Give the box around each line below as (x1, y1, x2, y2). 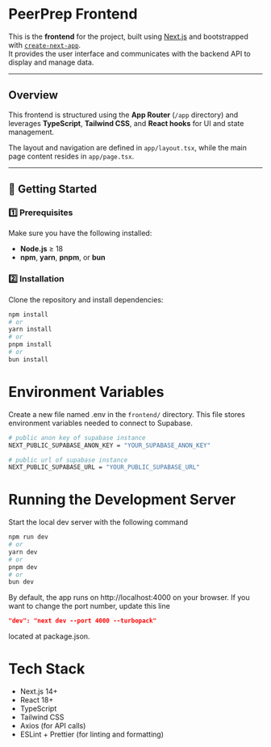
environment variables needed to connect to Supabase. (8, 418, 194, 428)
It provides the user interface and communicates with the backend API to (8, 49, 252, 58)
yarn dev (8, 547, 38, 556)
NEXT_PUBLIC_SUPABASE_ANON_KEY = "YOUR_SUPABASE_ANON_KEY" (8, 441, 211, 449)
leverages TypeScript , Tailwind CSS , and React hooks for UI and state (8, 118, 244, 128)
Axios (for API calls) (19, 721, 86, 731)
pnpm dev (8, 563, 38, 571)
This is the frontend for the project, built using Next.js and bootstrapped (8, 32, 248, 41)
